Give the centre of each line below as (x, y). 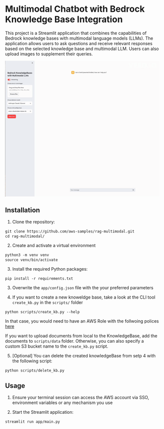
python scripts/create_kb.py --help (42, 312)
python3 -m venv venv (27, 255)
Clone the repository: (34, 222)
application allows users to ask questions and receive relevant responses (79, 43)
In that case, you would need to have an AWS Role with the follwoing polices (82, 321)
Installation (23, 210)
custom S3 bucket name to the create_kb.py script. (57, 346)
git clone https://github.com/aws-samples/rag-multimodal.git (70, 231)
